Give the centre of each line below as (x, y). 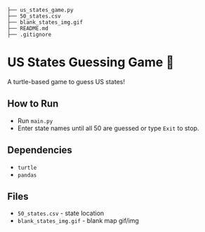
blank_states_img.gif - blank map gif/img (78, 221)
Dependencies (40, 150)
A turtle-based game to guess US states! (66, 81)
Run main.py (35, 121)
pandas (27, 175)
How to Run (33, 104)
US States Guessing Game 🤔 (91, 62)
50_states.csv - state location (61, 213)
